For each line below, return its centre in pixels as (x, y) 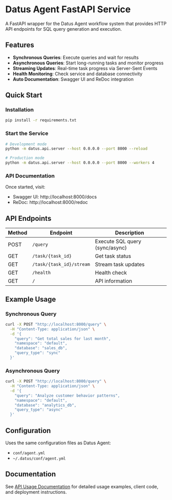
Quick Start (24, 95)
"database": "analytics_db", (46, 405)
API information (113, 281)
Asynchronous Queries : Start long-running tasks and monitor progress (88, 63)
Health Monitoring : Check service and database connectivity (78, 74)
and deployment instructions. (36, 492)
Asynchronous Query (33, 371)
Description (130, 233)
